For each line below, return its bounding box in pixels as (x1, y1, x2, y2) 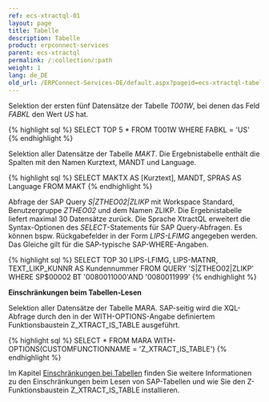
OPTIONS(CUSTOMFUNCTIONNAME (8, 344, 131, 353)
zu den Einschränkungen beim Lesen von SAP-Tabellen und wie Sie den (8, 376, 246, 386)
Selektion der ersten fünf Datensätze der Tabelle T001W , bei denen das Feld (8, 101, 260, 111)
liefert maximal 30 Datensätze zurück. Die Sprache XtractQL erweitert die (8, 214, 251, 223)
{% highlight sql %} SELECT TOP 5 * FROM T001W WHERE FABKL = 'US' (8, 125, 250, 135)
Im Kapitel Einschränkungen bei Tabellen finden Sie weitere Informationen (8, 368, 252, 377)
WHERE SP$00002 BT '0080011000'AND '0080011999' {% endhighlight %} (8, 271, 258, 281)
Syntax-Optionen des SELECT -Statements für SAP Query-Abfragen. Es (8, 222, 243, 232)
